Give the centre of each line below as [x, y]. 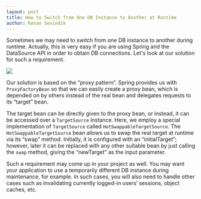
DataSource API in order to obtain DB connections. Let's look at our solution [101, 53]
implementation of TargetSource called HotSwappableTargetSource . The [94, 126]
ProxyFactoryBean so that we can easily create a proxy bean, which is [92, 89]
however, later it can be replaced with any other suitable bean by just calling [101, 146]
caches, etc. [22, 190]
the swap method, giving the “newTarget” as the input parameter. [86, 152]
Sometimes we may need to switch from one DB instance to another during [100, 41]
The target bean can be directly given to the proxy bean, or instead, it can [98, 114]
